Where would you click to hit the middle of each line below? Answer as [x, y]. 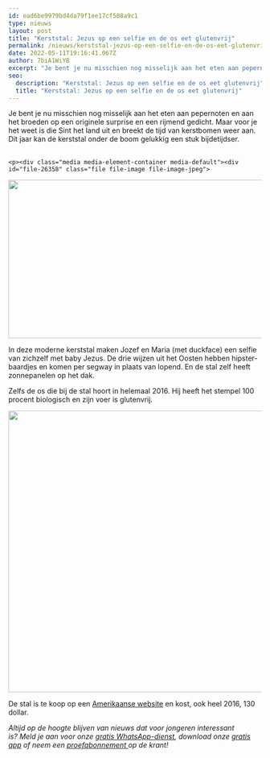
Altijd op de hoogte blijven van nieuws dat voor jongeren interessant [121, 728]
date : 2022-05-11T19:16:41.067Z [62, 53]
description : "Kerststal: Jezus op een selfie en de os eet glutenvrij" [140, 83]
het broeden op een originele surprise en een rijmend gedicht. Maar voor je [133, 122]
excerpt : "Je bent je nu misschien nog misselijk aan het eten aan [124, 68]
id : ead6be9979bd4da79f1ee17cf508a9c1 [73, 16]
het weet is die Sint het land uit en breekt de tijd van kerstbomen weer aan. [132, 130]
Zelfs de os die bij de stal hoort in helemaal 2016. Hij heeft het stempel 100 [131, 391]
